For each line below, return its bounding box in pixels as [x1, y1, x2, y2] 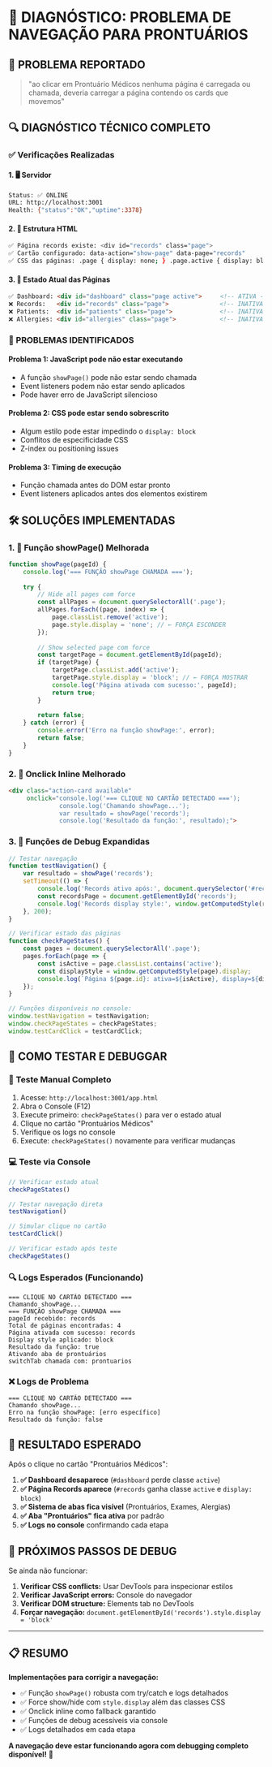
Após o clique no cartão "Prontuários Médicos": [8, 1459, 168, 1469]
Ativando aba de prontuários [8, 1350, 107, 1359]
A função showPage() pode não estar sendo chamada [19, 372, 197, 382]
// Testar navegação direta [8, 1200, 104, 1208]
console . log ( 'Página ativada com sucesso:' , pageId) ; [51, 680, 237, 689]
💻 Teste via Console [8, 1156, 91, 1168]
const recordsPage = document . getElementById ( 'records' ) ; [37, 892, 237, 901]
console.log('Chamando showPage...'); [59, 801, 190, 810]
